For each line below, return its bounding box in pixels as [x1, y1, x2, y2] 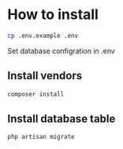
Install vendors [7, 69, 83, 82]
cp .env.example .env [7, 32, 79, 40]
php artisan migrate [7, 133, 76, 141]
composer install [7, 90, 65, 98]
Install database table [7, 112, 116, 125]
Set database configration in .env [7, 46, 115, 55]
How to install [7, 6, 99, 24]
